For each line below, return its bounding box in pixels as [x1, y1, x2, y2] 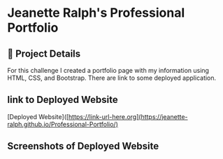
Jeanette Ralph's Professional [7, 5, 185, 21]
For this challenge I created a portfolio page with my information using [7, 67, 210, 74]
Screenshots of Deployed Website [7, 140, 159, 152]
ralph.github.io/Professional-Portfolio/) [7, 120, 119, 128]
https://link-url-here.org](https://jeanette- [69, 112, 188, 120]
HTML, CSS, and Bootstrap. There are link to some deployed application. [7, 74, 217, 82]
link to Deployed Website [7, 94, 118, 106]
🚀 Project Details [7, 48, 81, 60]
